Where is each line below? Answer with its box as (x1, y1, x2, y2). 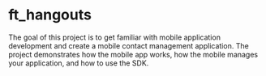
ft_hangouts (8, 6, 92, 24)
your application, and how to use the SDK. (8, 58, 149, 68)
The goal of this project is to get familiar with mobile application (8, 32, 221, 42)
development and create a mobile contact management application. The (8, 40, 249, 50)
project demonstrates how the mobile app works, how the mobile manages (8, 49, 259, 59)
